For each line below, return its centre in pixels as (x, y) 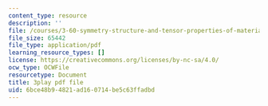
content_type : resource (48, 16)
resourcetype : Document (48, 75)
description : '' (35, 23)
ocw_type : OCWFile (39, 68)
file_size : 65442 (37, 38)
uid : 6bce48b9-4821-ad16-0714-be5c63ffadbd (82, 90)
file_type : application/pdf (55, 45)
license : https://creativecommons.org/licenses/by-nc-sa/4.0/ (114, 61)
